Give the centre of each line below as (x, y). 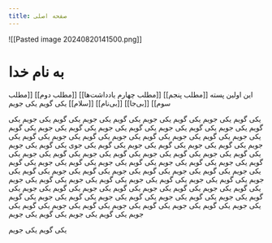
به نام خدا (37, 72)
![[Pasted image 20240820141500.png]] (75, 39)
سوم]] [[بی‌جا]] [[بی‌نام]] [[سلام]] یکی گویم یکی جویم (90, 103)
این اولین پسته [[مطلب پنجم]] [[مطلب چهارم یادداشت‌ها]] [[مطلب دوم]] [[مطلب (131, 94)
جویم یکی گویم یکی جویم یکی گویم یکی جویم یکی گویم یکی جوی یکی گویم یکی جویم (136, 145)
